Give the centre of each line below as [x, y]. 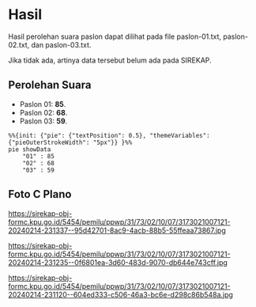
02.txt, [19, 44]
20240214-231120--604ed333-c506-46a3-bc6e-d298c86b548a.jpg [120, 294]
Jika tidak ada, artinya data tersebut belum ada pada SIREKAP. [110, 60]
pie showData [30, 149]
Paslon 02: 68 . [43, 112]
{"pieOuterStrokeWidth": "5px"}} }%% [70, 142]
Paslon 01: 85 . [43, 104]
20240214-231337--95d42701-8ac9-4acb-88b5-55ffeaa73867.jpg [117, 230]
